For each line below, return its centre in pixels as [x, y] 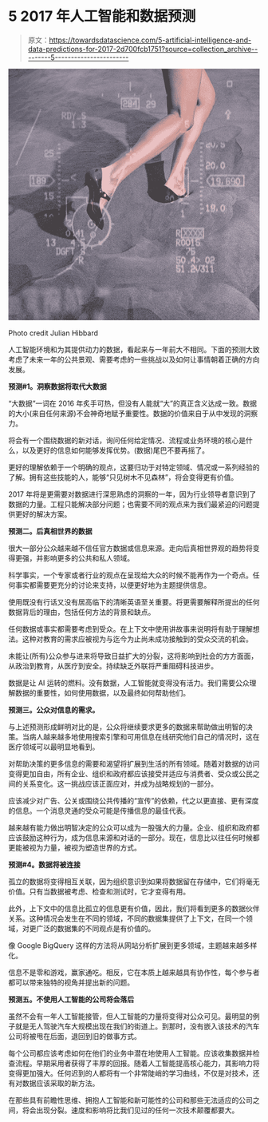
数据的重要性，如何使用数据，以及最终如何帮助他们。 [102, 692]
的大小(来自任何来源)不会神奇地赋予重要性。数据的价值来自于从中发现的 [126, 413]
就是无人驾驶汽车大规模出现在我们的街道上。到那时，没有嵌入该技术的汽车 [137, 1026]
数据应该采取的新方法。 [61, 1083]
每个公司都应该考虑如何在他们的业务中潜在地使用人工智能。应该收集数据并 [130, 1053]
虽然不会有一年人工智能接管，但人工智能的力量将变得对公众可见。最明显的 [130, 1016]
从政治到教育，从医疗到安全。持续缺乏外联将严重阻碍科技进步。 [113, 666]
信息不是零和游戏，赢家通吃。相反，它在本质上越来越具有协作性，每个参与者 [134, 972]
